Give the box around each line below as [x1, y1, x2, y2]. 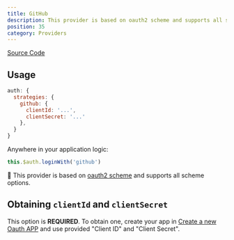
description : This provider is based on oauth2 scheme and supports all [7, 17, 223, 24]
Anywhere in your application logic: [7, 145, 109, 154]
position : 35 [7, 23, 45, 30]
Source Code [7, 49, 45, 57]
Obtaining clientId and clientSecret [7, 199, 169, 211]
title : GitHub [7, 10, 49, 17]
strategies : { [13, 93, 54, 101]
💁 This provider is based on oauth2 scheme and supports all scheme [7, 171, 205, 179]
